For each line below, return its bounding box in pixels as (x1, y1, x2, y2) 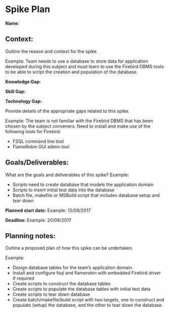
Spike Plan (5, 4, 50, 15)
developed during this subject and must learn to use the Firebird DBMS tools (5, 63, 164, 69)
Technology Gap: (5, 98, 42, 104)
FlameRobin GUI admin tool (12, 143, 70, 149)
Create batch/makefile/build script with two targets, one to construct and (12, 297, 164, 303)
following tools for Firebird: (5, 128, 62, 134)
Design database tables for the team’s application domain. (12, 265, 134, 271)
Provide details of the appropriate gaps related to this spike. (5, 108, 130, 114)
